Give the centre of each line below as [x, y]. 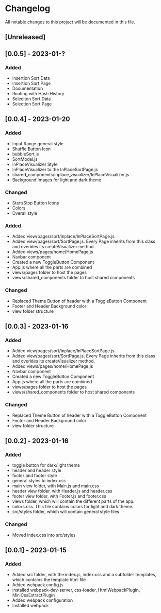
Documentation [27, 88]
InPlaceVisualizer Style [35, 164]
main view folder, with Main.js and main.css [56, 486]
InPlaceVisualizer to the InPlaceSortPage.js [55, 169]
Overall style [24, 213]
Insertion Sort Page [31, 84]
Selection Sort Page [32, 104]
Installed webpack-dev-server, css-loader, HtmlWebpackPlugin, [76, 590]
